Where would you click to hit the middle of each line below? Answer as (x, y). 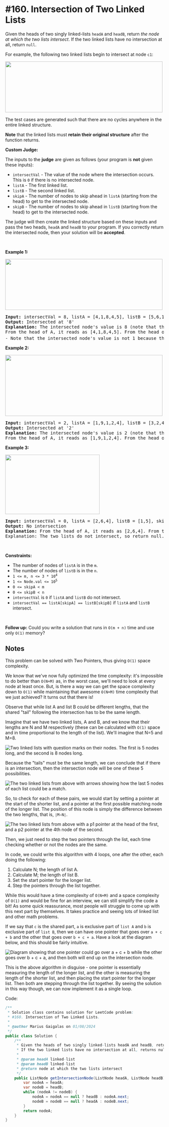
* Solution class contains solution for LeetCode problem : (71, 1013)
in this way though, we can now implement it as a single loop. (69, 989)
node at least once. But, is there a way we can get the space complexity (80, 687)
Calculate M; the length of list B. (46, 875)
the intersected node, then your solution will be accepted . (65, 232)
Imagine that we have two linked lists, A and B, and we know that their (77, 722)
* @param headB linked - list (46, 1064)
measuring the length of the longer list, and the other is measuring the (78, 973)
